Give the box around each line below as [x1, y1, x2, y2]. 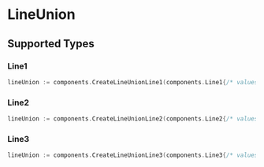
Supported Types [7, 37, 95, 50]
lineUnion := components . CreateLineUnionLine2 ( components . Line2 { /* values [7, 115, 258, 123]
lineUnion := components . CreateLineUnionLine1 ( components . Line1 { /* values [7, 78, 258, 86]
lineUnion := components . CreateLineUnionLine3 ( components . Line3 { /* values [7, 151, 258, 159]
